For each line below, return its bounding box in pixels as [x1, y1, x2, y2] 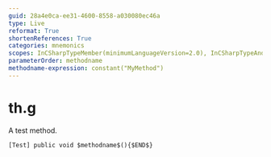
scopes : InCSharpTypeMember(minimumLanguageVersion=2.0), [8, 49, 207, 57]
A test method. [8, 126, 58, 135]
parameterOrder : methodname [8, 57, 103, 65]
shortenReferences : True [8, 34, 92, 43]
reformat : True [8, 27, 60, 35]
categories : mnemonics [8, 42, 85, 50]
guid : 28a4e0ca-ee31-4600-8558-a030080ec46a [8, 11, 161, 20]
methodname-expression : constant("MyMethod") [8, 64, 164, 72]
